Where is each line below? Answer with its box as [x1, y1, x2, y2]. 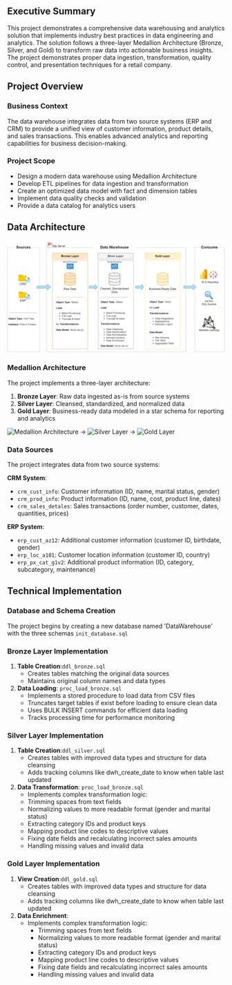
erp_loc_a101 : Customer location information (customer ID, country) [17, 551, 211, 559]
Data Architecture [7, 221, 86, 233]
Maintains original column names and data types [27, 677, 166, 685]
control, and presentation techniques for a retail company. [7, 60, 173, 68]
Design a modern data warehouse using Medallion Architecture [17, 172, 197, 180]
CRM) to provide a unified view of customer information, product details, [7, 124, 213, 133]
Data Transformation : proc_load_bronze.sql [17, 783, 144, 792]
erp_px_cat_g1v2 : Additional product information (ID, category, [17, 558, 195, 566]
